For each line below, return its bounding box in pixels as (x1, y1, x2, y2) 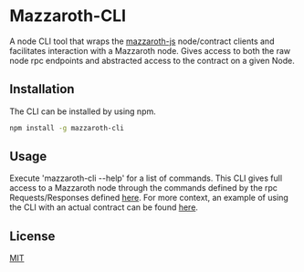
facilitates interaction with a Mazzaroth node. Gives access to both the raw (9, 45, 291, 56)
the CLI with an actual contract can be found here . (9, 202, 199, 213)
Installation (9, 81, 75, 97)
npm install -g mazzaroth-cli (9, 123, 125, 132)
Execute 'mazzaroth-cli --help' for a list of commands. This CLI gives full (9, 173, 283, 183)
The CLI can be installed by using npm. (9, 106, 157, 117)
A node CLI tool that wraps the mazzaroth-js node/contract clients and (9, 36, 275, 47)
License (9, 228, 56, 244)
